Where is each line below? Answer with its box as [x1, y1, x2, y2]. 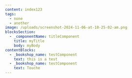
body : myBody [14, 43, 40, 48]
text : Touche [14, 66, 40, 71]
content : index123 [5, 7, 42, 12]
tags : [5, 12, 16, 16]
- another [9, 20, 29, 26]
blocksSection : [5, 30, 36, 34]
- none [9, 16, 23, 21]
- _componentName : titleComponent [9, 34, 79, 39]
